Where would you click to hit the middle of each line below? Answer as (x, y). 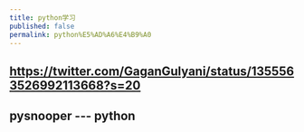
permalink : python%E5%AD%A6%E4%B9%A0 (81, 34)
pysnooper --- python (72, 116)
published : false (42, 26)
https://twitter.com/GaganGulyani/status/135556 (152, 71)
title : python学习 (43, 18)
